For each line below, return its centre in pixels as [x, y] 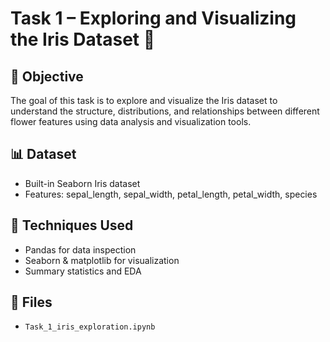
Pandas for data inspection [80, 249]
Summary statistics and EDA [83, 271]
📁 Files [31, 302]
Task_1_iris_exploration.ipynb [90, 327]
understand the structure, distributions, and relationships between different [165, 111]
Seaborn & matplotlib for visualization [102, 260]
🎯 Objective [47, 76]
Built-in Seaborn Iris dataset [82, 183]
